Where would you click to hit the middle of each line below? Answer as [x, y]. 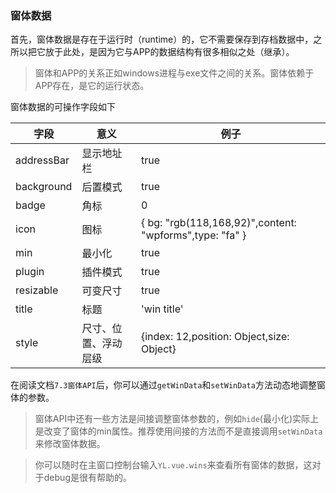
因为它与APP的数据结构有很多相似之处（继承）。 [196, 52]
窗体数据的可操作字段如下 [63, 107]
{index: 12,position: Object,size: [215, 337]
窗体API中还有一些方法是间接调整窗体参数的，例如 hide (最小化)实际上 [177, 419]
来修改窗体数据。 [70, 444]
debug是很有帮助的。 [87, 478]
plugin [30, 272]
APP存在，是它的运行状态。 [92, 86]
